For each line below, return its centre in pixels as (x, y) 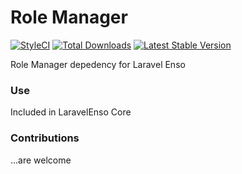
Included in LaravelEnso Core (71, 112)
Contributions (45, 138)
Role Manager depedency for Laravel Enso (98, 64)
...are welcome (41, 160)
